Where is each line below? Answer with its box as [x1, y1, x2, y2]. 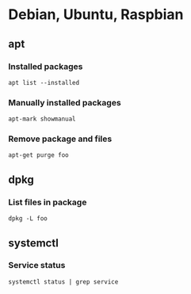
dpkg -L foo [8, 215, 48, 223]
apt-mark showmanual [8, 115, 77, 124]
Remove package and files [8, 133, 113, 144]
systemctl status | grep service [8, 277, 119, 286]
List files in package [8, 197, 87, 208]
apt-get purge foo [8, 151, 69, 159]
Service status [8, 260, 66, 271]
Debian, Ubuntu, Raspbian [8, 6, 184, 24]
